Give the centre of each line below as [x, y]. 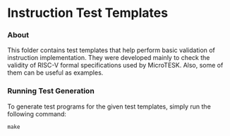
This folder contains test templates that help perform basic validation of [111, 50]
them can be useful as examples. [55, 73]
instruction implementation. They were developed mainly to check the [109, 58]
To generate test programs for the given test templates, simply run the [109, 106]
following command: [37, 113]
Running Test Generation [51, 91]
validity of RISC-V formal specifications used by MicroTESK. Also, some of [115, 66]
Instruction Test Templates [87, 13]
